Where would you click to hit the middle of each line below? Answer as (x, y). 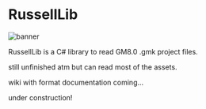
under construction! (40, 97)
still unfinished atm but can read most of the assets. (93, 67)
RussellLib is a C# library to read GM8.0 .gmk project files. (103, 51)
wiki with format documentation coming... (76, 82)
